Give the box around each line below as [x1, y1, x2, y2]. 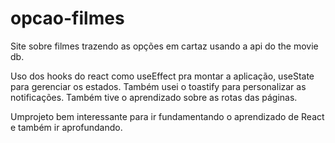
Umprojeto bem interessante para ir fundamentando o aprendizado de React [10, 110, 325, 122]
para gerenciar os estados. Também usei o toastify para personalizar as [10, 80, 307, 92]
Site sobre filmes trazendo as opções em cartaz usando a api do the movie [10, 40, 319, 52]
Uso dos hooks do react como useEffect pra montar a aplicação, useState [10, 70, 315, 82]
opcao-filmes [10, 7, 125, 30]
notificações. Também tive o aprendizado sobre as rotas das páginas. [10, 91, 298, 103]
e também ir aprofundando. [10, 121, 123, 133]
